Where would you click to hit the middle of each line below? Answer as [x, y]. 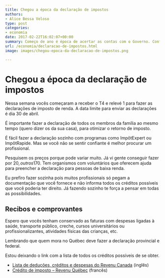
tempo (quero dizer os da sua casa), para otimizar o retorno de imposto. [78, 129]
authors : [14, 14]
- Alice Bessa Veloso [27, 19]
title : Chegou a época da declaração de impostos [57, 10]
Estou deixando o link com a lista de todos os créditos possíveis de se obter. [82, 255]
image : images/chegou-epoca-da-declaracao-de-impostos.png [67, 51]
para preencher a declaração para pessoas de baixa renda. [65, 168]
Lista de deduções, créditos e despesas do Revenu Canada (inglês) [80, 265]
